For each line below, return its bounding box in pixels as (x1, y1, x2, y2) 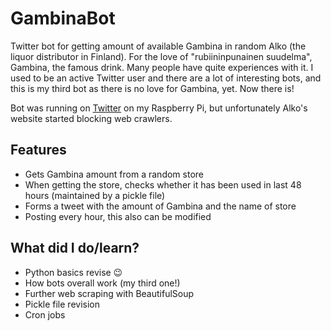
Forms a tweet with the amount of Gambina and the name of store (24, 200, 297, 212)
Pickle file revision (24, 298, 100, 310)
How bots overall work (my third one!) (24, 277, 181, 289)
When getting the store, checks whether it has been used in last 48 (24, 178, 302, 191)
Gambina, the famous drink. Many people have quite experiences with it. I (10, 61, 314, 73)
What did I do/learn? (10, 240, 140, 257)
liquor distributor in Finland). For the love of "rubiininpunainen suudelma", (10, 50, 313, 62)
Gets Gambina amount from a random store (24, 168, 204, 180)
